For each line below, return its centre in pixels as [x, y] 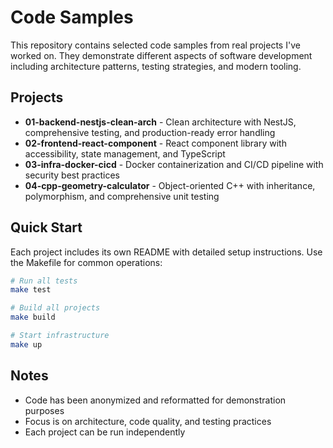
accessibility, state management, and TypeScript [125, 153]
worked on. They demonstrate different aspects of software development [161, 55]
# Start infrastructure [60, 336]
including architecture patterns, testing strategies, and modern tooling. [156, 66]
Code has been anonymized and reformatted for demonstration [155, 400]
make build [33, 317]
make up [26, 344]
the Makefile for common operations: [86, 262]
